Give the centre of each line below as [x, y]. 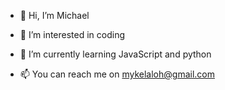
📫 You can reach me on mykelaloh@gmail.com [117, 74]
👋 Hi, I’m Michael [54, 15]
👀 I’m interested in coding [72, 34]
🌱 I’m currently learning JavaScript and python [115, 54]
